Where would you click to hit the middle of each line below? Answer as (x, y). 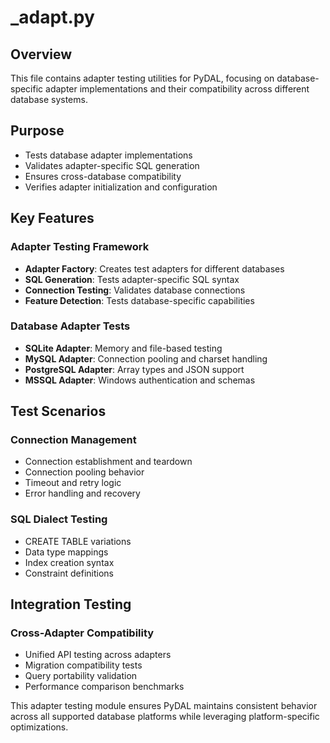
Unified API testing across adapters (98, 655)
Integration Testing (71, 604)
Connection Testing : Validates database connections (135, 290)
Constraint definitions (69, 573)
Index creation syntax (69, 562)
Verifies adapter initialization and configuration (121, 187)
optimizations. (39, 727)
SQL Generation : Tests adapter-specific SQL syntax (132, 279)
